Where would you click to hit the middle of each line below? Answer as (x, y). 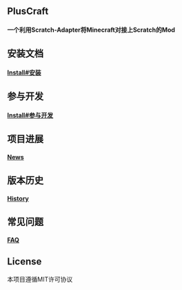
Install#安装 (24, 72)
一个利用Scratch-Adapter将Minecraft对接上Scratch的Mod (91, 30)
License (24, 262)
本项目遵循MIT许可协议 (40, 279)
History (18, 198)
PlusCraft (28, 11)
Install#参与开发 (30, 115)
